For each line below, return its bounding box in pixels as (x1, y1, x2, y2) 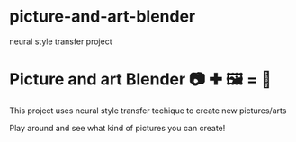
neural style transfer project (9, 36, 112, 47)
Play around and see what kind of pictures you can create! (9, 122, 226, 133)
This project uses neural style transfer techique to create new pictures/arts (9, 105, 287, 116)
